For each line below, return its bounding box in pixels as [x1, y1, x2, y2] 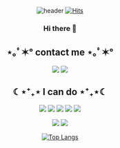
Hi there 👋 [43, 23, 77, 33]
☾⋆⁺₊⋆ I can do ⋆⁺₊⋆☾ [12, 86, 108, 98]
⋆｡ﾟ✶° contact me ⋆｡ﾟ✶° [6, 47, 114, 59]
